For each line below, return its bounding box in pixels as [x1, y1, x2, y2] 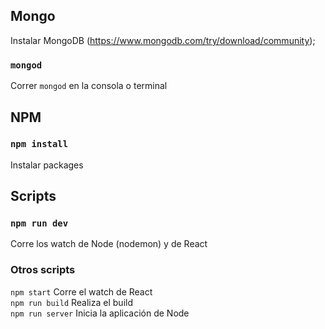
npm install [10, 139, 69, 150]
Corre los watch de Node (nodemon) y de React [10, 238, 208, 250]
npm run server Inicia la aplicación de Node [10, 307, 190, 319]
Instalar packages [10, 159, 84, 171]
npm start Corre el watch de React [10, 285, 153, 298]
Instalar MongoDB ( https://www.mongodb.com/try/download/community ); [10, 34, 316, 46]
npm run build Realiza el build [10, 296, 133, 308]
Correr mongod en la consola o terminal [10, 80, 168, 92]
